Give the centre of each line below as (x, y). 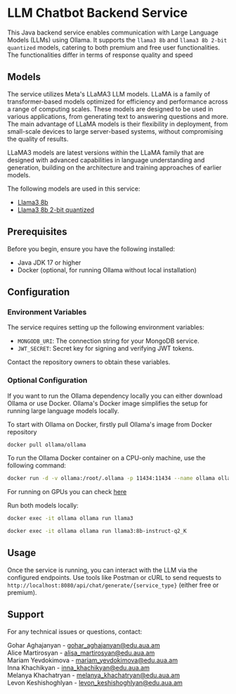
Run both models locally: (43, 505)
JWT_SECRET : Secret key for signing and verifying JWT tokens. (106, 348)
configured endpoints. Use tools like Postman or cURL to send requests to (114, 577)
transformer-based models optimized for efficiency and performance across (118, 101)
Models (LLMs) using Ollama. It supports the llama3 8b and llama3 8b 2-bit (117, 39)
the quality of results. (38, 139)
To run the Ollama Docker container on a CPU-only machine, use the (106, 458)
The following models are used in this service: (74, 189)
